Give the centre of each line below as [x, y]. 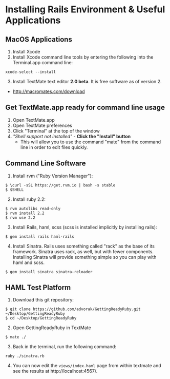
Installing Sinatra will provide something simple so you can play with [84, 257]
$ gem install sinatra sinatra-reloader [49, 272]
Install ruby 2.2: [29, 199]
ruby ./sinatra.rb [25, 356]
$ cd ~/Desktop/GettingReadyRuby [41, 318]
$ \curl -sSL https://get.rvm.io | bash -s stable [60, 185]
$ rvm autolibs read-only [33, 209]
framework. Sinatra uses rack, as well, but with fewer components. [83, 251]
